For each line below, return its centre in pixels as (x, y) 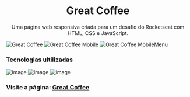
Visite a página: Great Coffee (48, 88)
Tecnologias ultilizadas (39, 60)
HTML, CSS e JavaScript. (98, 33)
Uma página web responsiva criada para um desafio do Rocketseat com (98, 27)
